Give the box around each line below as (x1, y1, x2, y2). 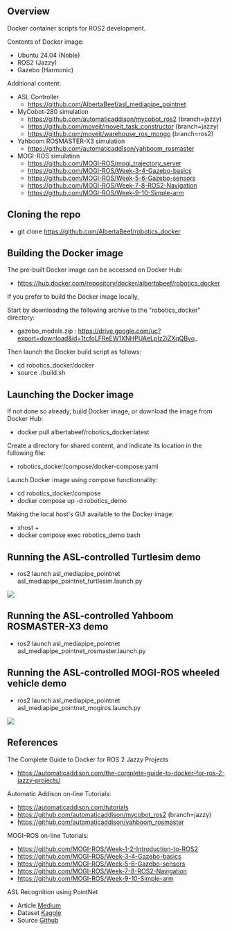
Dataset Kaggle (17, 908, 62, 916)
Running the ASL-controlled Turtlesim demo (7, 551, 201, 563)
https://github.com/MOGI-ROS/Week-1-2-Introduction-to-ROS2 (17, 844, 199, 853)
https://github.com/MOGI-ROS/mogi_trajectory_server (27, 159, 182, 167)
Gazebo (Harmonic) (17, 65, 74, 74)
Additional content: (7, 79, 62, 88)
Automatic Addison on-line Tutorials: (7, 789, 111, 798)
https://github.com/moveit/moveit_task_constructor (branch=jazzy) (27, 122, 220, 131)
